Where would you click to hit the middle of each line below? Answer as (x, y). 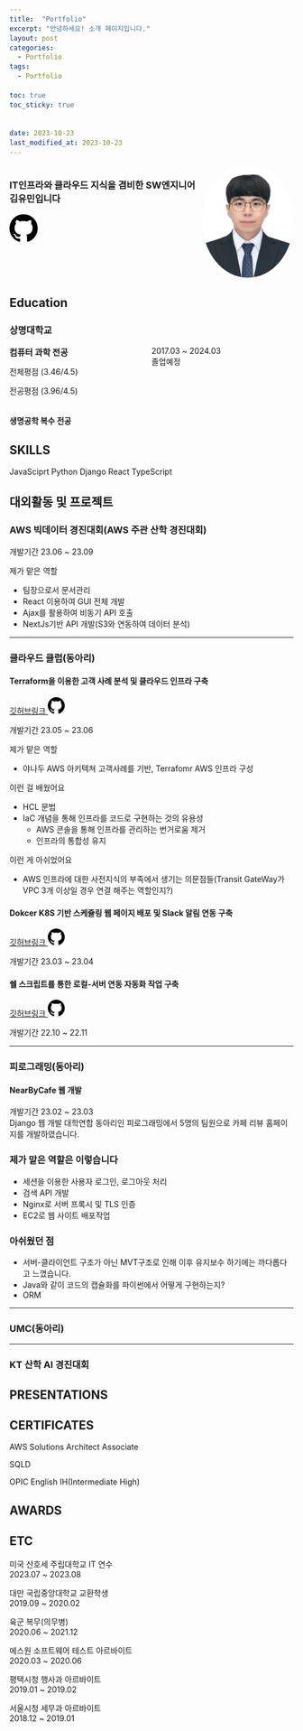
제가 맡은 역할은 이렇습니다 (64, 1160)
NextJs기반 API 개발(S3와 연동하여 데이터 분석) (106, 624)
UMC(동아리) (37, 1328)
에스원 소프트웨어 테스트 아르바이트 (71, 1650)
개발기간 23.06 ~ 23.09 (51, 552)
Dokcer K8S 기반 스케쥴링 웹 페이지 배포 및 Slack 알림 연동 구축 (121, 913)
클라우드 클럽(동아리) (52, 657)
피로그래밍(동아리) (47, 1067)
